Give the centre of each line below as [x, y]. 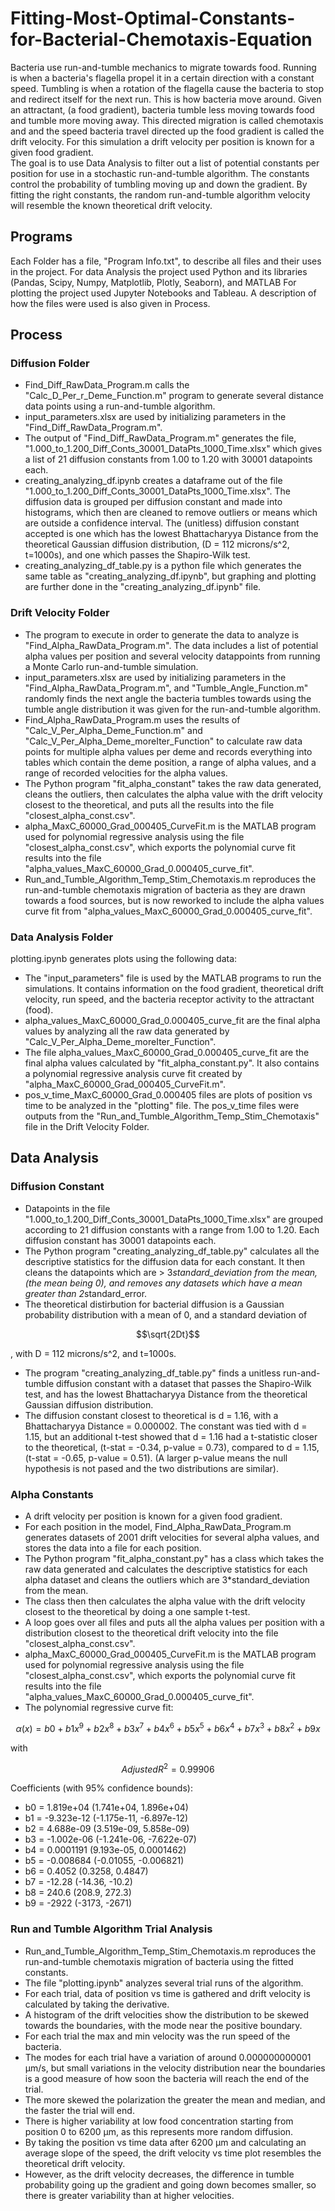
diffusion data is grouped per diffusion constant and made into [153, 502]
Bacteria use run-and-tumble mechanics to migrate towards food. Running [163, 67]
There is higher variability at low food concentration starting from [159, 2121]
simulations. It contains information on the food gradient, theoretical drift [174, 989]
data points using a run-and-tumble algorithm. [120, 406]
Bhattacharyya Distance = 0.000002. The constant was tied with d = [166, 1426]
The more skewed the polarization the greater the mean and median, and [175, 2099]
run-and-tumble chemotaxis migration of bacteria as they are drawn [165, 889]
